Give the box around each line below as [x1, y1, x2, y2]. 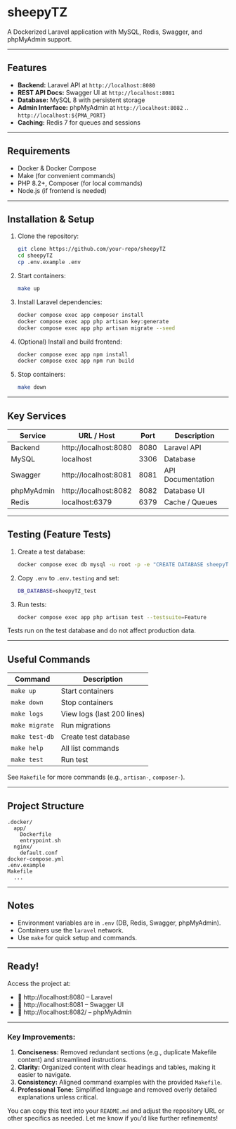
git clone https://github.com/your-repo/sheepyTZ [17, 246, 166, 253]
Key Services [7, 410, 67, 422]
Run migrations [60, 721, 111, 730]
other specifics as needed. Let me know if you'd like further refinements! [7, 1114, 218, 1122]
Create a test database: [17, 547, 86, 556]
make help [11, 744, 44, 752]
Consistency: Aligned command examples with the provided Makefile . [17, 1078, 223, 1086]
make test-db [11, 733, 55, 741]
